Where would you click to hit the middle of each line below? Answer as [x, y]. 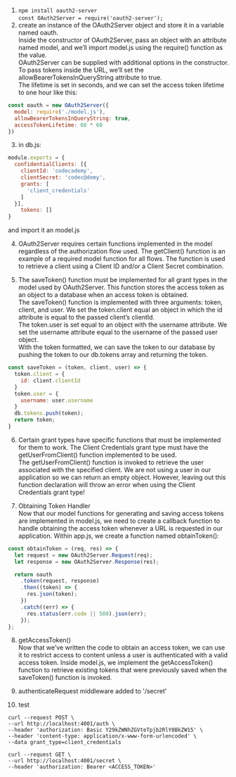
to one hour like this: [48, 92]
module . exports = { [37, 158]
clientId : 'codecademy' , [57, 171]
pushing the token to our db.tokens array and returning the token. [113, 355]
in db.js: [29, 145]
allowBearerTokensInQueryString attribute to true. [90, 77]
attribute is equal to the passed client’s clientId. [86, 317]
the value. [33, 55]
